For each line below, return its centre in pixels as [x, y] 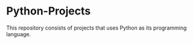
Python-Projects [49, 11]
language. [19, 34]
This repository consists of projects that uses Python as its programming [96, 28]
